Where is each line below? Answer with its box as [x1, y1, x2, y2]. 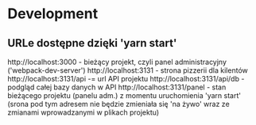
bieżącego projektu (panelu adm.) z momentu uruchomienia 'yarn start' [7, 91, 242, 100]
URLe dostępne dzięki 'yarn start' [7, 36, 177, 50]
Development [7, 5, 99, 23]
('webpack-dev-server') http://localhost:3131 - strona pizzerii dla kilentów [7, 66, 248, 75]
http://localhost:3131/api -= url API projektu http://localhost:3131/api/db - [7, 74, 245, 83]
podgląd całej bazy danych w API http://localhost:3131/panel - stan [7, 82, 227, 92]
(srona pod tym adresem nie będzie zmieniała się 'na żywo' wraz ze [7, 100, 230, 108]
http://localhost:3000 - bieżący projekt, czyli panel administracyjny [7, 57, 227, 66]
